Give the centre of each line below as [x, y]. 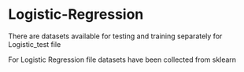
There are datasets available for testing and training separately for [115, 36]
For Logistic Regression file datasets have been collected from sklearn [122, 59]
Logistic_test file [35, 44]
